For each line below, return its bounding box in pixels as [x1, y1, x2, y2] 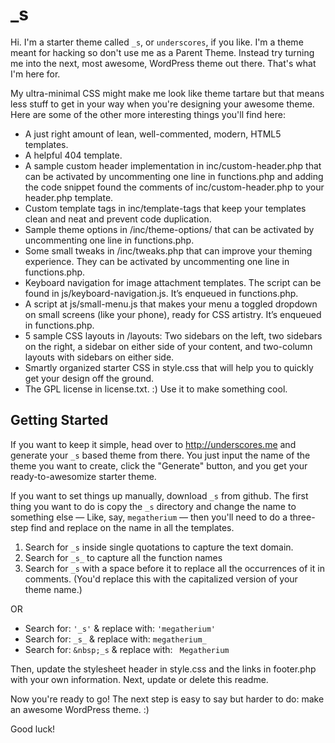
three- [289, 511, 316, 523]
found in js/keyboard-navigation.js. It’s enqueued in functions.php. [24, 287, 299, 299]
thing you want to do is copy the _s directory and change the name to [10, 500, 297, 512]
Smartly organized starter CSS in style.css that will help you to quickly [24, 361, 314, 373]
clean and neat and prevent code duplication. [24, 213, 212, 225]
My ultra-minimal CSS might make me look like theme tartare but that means [10, 87, 325, 99]
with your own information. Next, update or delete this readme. [10, 673, 269, 685]
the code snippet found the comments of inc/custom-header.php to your [24, 181, 325, 193]
